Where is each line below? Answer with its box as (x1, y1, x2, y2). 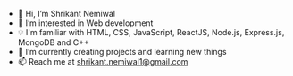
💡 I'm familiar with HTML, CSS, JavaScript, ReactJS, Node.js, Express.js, (17, 27, 285, 37)
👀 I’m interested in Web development (17, 18, 154, 28)
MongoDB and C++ (17, 37, 89, 48)
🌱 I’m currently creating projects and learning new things (17, 47, 227, 57)
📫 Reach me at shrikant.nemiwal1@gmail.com (17, 57, 188, 66)
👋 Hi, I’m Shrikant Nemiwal (17, 9, 116, 19)
